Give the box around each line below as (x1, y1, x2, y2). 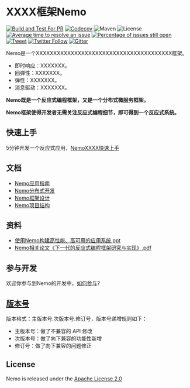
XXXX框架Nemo (6, 5, 87, 19)
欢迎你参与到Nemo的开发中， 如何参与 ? (6, 280, 101, 287)
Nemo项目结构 (14, 201, 50, 208)
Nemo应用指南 (14, 180, 50, 187)
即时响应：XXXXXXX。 (14, 62, 70, 69)
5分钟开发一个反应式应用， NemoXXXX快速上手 (6, 144, 120, 151)
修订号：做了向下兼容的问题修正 (14, 342, 92, 349)
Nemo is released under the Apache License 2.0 (6, 375, 123, 382)
